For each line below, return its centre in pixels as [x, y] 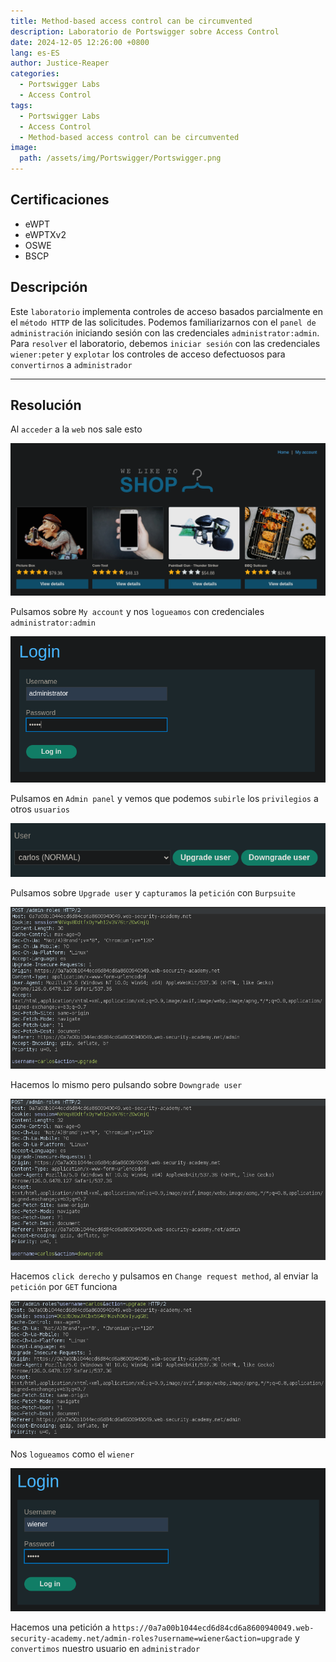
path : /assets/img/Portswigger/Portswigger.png [120, 158]
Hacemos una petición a [60, 1627]
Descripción [49, 287]
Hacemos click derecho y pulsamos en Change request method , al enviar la [164, 1276]
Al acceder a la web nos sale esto [76, 429]
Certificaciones [60, 200]
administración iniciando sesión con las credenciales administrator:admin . [165, 332]
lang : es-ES [35, 53]
